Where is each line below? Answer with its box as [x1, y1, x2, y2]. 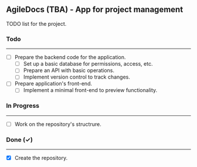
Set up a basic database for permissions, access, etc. [23, 60, 153, 67]
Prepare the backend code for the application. [14, 54, 126, 61]
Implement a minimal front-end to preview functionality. [23, 87, 158, 94]
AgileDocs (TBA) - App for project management [6, 5, 184, 15]
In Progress [6, 102, 40, 110]
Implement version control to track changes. [23, 73, 131, 81]
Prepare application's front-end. [14, 80, 93, 87]
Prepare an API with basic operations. [23, 67, 115, 74]
